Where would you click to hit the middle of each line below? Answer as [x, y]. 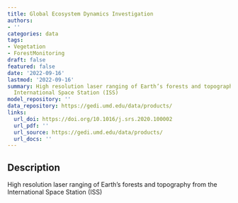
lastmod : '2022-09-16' [41, 80]
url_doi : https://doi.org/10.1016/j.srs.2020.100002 [93, 119]
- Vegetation [27, 47]
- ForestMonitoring [36, 54]
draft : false [27, 60]
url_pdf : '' [32, 126]
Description [34, 167]
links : [17, 112]
